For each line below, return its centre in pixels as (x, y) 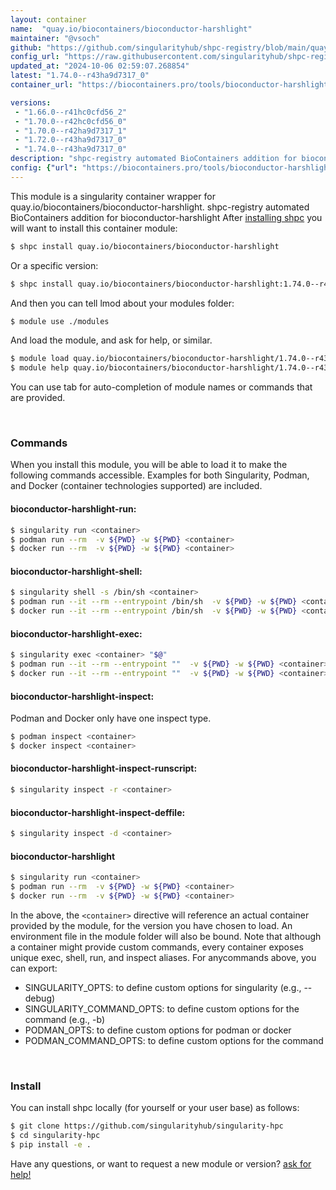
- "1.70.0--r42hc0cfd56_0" (71, 121)
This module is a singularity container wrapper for (113, 196)
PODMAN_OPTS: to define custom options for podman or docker (158, 1030)
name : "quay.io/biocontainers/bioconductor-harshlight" (131, 29)
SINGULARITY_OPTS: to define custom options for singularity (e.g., (163, 987)
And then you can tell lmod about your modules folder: (122, 303)
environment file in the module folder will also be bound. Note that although (166, 936)
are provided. (38, 398)
